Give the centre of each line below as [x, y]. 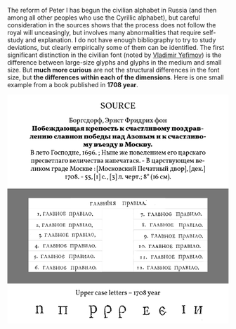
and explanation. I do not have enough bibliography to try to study [120, 40]
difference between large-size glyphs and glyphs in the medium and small [114, 62]
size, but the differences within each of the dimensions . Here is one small [116, 77]
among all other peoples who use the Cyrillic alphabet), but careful [104, 18]
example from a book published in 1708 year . [73, 85]
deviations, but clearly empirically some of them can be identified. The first [116, 47]
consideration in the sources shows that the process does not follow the [112, 25]
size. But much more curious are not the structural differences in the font [113, 70]
